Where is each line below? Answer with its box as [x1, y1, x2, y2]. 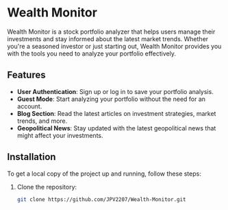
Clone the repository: [16, 183, 77, 191]
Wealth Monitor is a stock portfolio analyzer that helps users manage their [7, 27, 216, 36]
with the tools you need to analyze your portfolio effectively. [7, 49, 177, 58]
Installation [7, 151, 56, 163]
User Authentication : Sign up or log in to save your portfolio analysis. [16, 87, 214, 95]
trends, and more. [16, 117, 68, 125]
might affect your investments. [16, 131, 104, 139]
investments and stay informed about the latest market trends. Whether [7, 34, 209, 43]
